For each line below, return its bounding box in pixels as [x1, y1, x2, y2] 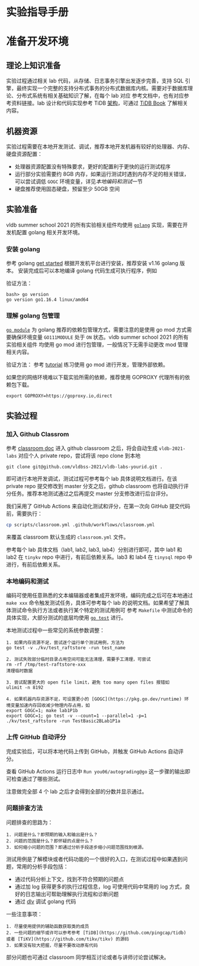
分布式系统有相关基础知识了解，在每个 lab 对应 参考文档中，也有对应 [16, 92, 184, 99]
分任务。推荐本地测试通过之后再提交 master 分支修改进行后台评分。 [6, 490, 172, 497]
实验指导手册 [6, 5, 69, 19]
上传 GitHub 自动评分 [6, 733, 66, 741]
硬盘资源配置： [6, 150, 43, 158]
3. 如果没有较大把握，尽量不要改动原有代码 [6, 942, 98, 948]
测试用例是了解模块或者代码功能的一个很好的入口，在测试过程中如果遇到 [6, 855, 182, 863]
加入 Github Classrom [6, 430, 69, 438]
